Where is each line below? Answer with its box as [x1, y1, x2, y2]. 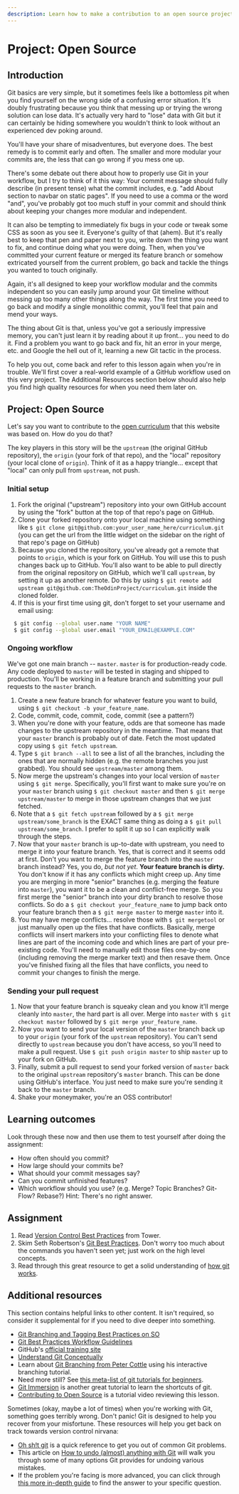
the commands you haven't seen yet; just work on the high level [17, 1246, 205, 1255]
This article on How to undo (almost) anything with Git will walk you [17, 1448, 216, 1456]
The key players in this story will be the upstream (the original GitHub [7, 443, 208, 452]
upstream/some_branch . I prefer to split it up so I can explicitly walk [17, 824, 211, 833]
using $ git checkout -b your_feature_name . [17, 703, 149, 712]
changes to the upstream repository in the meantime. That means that [17, 726, 223, 735]
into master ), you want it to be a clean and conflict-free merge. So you [17, 885, 223, 893]
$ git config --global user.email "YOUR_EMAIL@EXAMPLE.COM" [14, 626, 196, 633]
